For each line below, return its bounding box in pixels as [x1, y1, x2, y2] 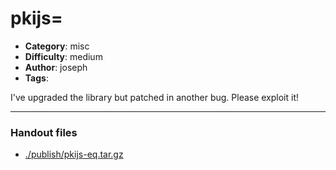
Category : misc [24, 40, 90, 52]
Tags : [24, 72, 49, 84]
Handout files [10, 125, 78, 139]
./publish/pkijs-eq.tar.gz [24, 148, 124, 161]
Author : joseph [24, 61, 88, 73]
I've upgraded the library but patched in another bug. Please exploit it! [10, 91, 300, 103]
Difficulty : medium [24, 50, 103, 62]
